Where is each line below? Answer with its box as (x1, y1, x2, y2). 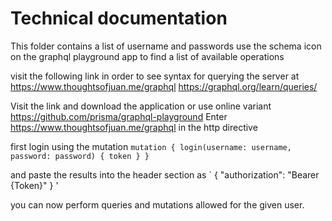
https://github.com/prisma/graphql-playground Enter (10, 110, 228, 122)
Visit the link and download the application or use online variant (10, 100, 272, 112)
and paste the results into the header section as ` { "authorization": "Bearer (10, 168, 320, 181)
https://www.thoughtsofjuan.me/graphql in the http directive (10, 121, 258, 133)
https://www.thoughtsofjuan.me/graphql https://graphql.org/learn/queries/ (10, 80, 318, 92)
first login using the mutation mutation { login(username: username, (10, 140, 292, 152)
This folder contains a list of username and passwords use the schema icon (10, 40, 322, 52)
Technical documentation (10, 7, 228, 30)
